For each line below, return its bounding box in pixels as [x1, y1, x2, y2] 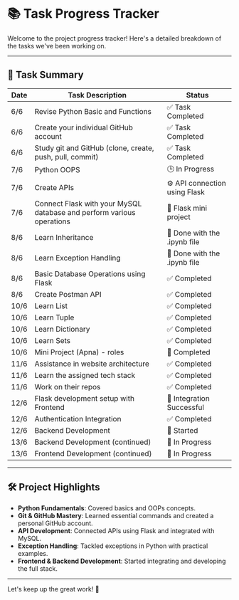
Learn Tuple [34, 312, 75, 322]
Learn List [34, 300, 68, 310]
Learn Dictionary [34, 324, 90, 334]
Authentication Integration [34, 414, 122, 423]
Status [186, 90, 209, 100]
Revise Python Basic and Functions [34, 106, 152, 116]
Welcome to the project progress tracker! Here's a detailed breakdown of [7, 33, 222, 43]
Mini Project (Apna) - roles [34, 347, 124, 357]
